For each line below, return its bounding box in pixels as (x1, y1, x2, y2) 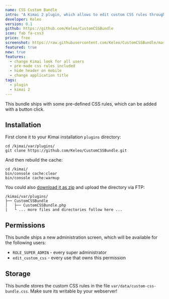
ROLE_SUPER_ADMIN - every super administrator (12, 250, 107, 256)
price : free (5, 36, 30, 41)
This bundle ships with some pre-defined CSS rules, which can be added (5, 101, 157, 107)
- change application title (10, 73, 69, 78)
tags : (5, 78, 17, 83)
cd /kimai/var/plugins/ (5, 144, 55, 149)
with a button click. (5, 106, 45, 112)
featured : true (5, 45, 37, 50)
